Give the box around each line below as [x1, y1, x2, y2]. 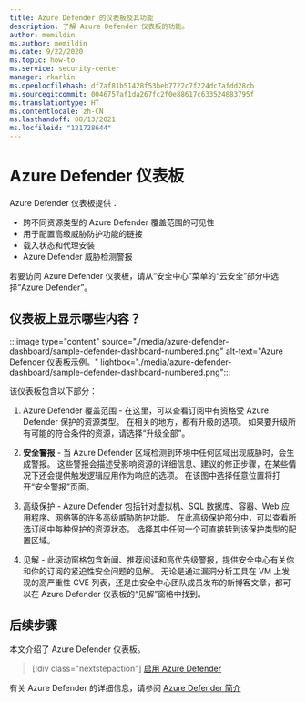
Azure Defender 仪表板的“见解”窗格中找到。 [40, 588, 207, 599]
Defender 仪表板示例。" [9, 356, 98, 367]
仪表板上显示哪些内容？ [9, 311, 141, 326]
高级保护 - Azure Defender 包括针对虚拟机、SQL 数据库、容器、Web [22, 501, 280, 511]
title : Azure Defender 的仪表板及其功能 [9, 13, 154, 23]
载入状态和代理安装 [22, 239, 96, 251]
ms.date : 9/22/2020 [9, 47, 84, 57]
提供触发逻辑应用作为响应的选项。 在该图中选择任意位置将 [54, 470, 273, 480]
